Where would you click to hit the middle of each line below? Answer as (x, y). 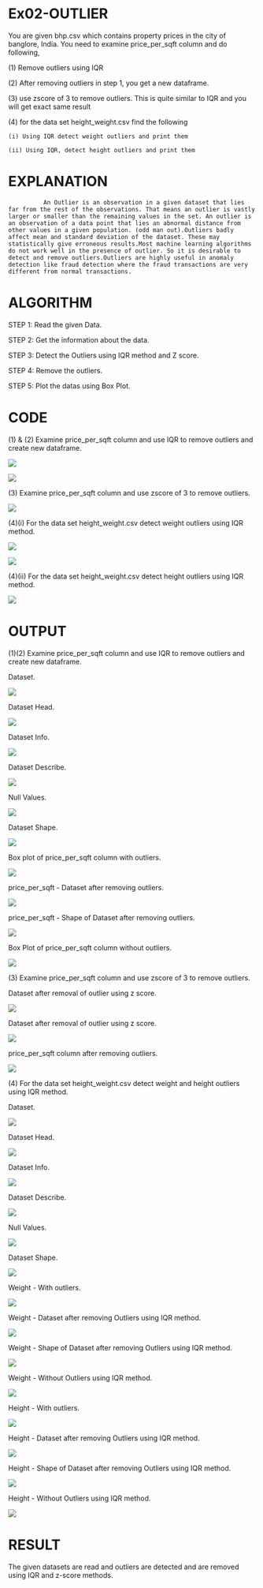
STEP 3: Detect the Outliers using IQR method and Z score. (104, 355)
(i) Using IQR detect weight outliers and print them (98, 136)
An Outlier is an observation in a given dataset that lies (144, 202)
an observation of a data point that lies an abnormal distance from (125, 223)
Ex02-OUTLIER (58, 14)
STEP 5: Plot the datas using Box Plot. (70, 386)
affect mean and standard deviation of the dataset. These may (114, 237)
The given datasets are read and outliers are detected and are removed (124, 1567)
